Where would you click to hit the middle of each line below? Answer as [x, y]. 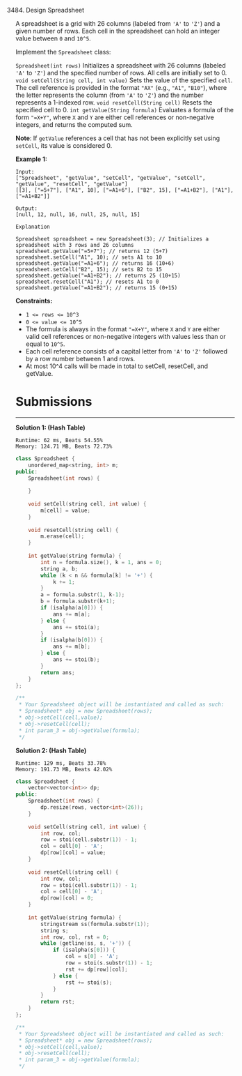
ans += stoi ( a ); [76, 627]
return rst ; [58, 1002]
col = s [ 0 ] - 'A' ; [92, 957]
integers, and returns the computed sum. [74, 124]
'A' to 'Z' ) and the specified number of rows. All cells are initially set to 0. [121, 73]
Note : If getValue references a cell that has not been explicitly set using [118, 138]
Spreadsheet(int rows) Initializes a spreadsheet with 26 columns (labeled [121, 65]
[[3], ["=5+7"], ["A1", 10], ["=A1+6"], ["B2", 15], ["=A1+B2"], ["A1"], [125, 190]
